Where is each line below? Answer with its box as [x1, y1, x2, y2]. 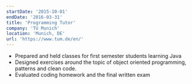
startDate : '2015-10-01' [6, 8, 68, 15]
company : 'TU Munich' [6, 25, 60, 31]
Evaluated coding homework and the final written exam [14, 72, 151, 78]
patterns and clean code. [14, 65, 77, 72]
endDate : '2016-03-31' [6, 14, 63, 20]
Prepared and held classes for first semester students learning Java [14, 53, 182, 59]
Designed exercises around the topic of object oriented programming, [14, 59, 187, 66]
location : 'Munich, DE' [6, 31, 66, 37]
